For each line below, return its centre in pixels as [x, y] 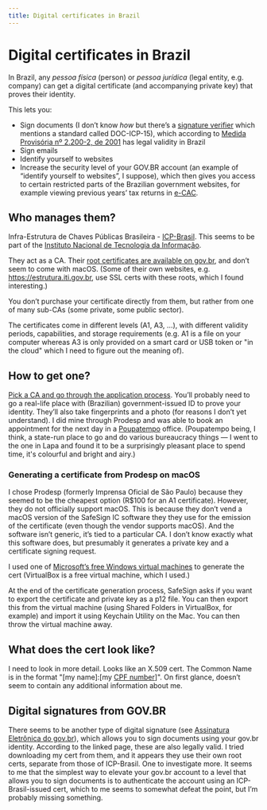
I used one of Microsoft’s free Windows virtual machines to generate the [126, 567]
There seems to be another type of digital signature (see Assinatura [119, 730]
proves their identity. [42, 94]
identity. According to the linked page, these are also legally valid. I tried [126, 747]
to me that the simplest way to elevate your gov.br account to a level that [127, 773]
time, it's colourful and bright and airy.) [72, 454]
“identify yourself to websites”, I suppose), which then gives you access [137, 175]
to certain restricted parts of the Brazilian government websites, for [130, 184]
